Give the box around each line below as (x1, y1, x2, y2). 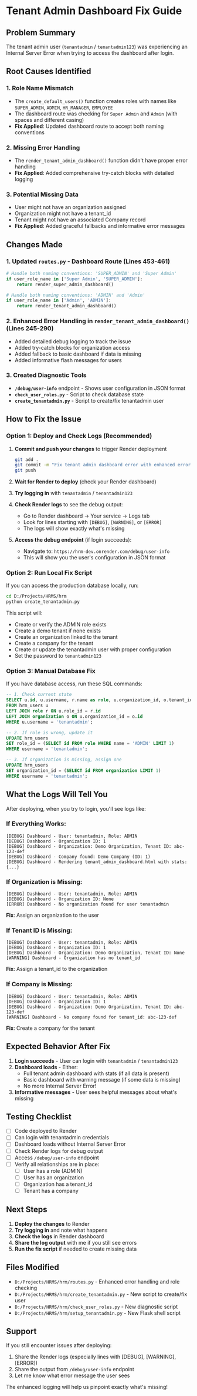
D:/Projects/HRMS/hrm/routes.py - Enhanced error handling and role (14, 1278, 180, 1285)
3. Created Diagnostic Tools (6, 371, 87, 379)
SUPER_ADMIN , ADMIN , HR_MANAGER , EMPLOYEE (14, 104, 113, 111)
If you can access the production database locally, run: (6, 582, 139, 589)
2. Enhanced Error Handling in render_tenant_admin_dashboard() (6, 317, 189, 325)
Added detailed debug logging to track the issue (14, 337, 131, 345)
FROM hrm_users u (6, 702, 49, 709)
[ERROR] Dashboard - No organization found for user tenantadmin (6, 901, 169, 907)
